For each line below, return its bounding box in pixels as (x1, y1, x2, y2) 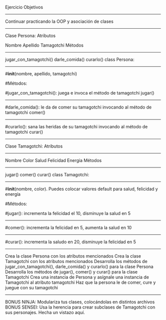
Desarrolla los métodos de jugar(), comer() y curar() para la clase (5, 269, 138, 274)
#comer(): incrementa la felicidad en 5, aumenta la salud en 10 (5, 225, 132, 230)
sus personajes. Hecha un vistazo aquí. (5, 310, 85, 315)
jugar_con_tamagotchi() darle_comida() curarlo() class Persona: (5, 56, 135, 62)
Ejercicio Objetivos (5, 4, 43, 10)
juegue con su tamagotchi (5, 285, 58, 290)
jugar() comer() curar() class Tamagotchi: (5, 172, 89, 177)
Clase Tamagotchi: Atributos (5, 143, 63, 149)
